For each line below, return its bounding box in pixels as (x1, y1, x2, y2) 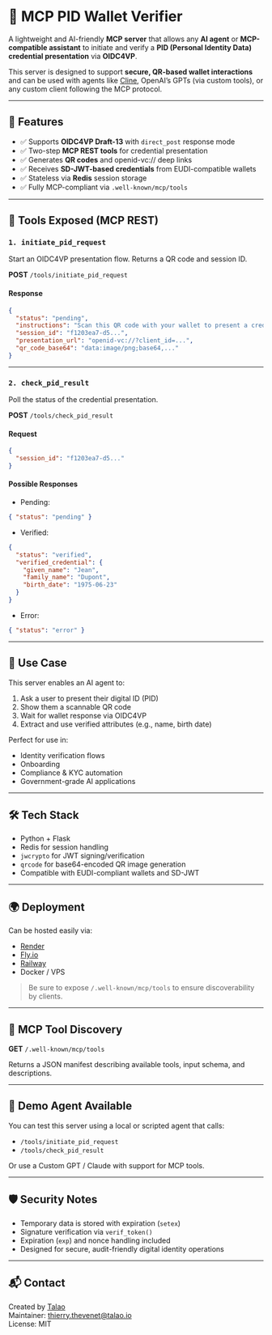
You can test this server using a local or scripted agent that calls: (8, 1121, 225, 1130)
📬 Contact (8, 1276, 66, 1290)
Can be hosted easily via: (8, 926, 93, 935)
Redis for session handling (19, 842, 109, 852)
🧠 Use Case (8, 656, 67, 670)
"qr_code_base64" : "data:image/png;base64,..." (15, 344, 180, 353)
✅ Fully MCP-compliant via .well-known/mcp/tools (19, 182, 188, 192)
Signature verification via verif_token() (19, 1227, 153, 1236)
